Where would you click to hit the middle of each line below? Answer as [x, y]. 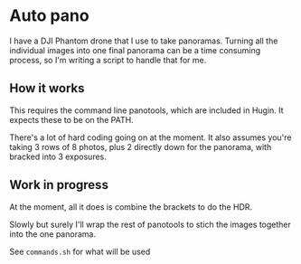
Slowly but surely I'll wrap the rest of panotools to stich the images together [150, 224]
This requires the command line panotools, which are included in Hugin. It [146, 110]
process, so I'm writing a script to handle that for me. [108, 60]
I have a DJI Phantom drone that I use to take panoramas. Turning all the [144, 41]
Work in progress [59, 185]
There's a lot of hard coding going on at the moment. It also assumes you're [150, 137]
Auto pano [49, 16]
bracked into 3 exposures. [58, 156]
